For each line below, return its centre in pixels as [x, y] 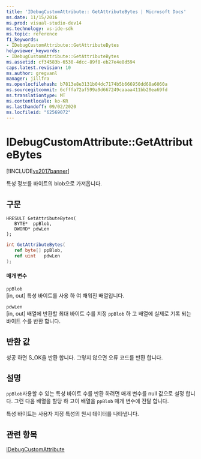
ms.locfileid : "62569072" [38, 112]
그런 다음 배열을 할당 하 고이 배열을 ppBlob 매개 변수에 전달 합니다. [91, 401]
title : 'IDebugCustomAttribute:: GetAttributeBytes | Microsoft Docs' [96, 12]
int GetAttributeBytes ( [36, 245]
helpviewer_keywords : [33, 51]
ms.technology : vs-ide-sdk [40, 28]
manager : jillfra [28, 79]
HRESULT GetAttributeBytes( [41, 219]
